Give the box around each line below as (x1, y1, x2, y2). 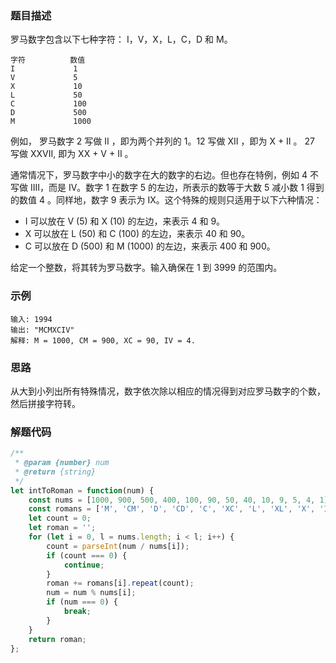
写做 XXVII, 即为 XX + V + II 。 (10, 148, 134, 160)
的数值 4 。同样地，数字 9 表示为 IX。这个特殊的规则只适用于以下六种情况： (10, 194, 323, 206)
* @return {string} (14, 467, 97, 477)
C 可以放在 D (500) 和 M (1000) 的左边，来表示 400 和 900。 (24, 240, 276, 252)
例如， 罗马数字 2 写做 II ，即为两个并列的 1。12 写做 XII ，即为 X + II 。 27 (10, 135, 315, 147)
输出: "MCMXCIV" (10, 325, 75, 335)
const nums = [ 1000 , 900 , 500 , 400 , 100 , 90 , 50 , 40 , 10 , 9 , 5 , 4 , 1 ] (28, 495, 329, 505)
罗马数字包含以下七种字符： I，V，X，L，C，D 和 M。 (10, 33, 233, 46)
